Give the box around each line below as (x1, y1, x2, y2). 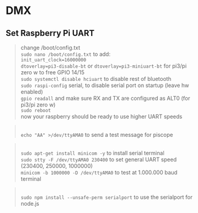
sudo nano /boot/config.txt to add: (20, 51, 111, 58)
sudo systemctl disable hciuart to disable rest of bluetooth (20, 75, 171, 82)
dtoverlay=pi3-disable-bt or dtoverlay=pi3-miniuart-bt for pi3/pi (20, 62, 187, 69)
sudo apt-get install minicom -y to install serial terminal (20, 150, 165, 156)
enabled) (20, 88, 43, 95)
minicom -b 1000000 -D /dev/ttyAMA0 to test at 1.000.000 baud (20, 169, 177, 176)
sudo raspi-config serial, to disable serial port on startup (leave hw (20, 82, 189, 89)
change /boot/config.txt (20, 44, 80, 51)
